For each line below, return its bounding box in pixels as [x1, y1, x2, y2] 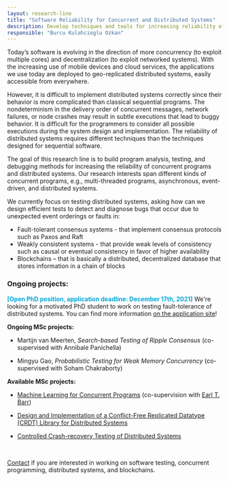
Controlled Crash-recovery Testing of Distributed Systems [16, 432, 181, 440]
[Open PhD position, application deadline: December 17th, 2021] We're [7, 295, 211, 303]
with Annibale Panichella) [50, 343, 122, 351]
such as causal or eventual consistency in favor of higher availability [16, 247, 210, 256]
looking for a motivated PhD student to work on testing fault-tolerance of [7, 302, 212, 310]
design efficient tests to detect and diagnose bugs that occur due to [7, 205, 199, 213]
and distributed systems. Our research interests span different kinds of [7, 170, 207, 178]
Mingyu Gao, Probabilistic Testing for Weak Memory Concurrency [16, 357, 203, 365]
